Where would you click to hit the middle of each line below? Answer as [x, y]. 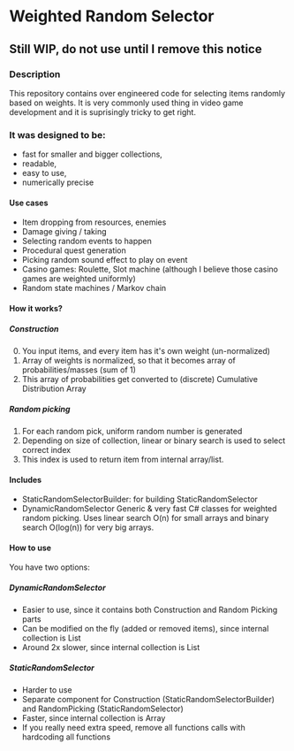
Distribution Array [54, 388]
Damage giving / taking [64, 232]
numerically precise [58, 182]
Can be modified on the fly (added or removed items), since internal [145, 629]
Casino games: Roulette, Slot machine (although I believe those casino [150, 269]
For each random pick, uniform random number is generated [132, 431]
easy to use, [44, 173]
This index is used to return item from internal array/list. [123, 459]
